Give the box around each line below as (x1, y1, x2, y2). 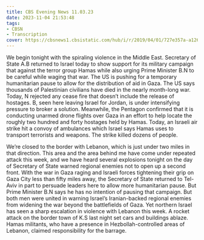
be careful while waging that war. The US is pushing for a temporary (6, 74, 177, 80)
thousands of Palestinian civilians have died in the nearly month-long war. (6, 86, 191, 93)
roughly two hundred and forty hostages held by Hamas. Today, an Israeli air (6, 118, 198, 125)
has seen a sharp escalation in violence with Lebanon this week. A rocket (6, 208, 190, 214)
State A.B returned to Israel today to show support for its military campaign (6, 60, 194, 67)
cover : (6, 37, 23, 43)
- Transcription (6, 32, 47, 38)
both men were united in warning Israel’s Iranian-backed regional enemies (6, 195, 192, 202)
